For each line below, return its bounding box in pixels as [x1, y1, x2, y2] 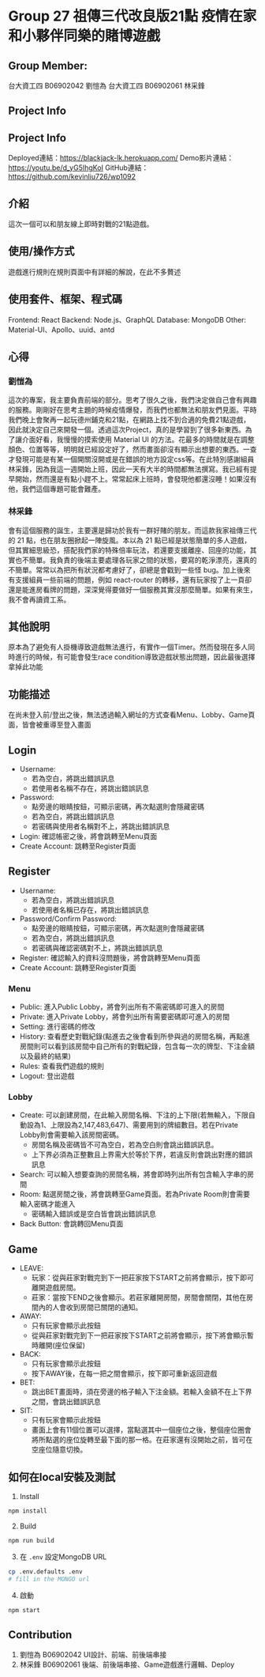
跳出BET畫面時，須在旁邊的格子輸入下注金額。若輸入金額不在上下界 [31, 1387, 252, 1396]
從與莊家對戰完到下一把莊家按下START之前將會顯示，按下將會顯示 [31, 1331, 248, 1340]
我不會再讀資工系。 [8, 595, 71, 604]
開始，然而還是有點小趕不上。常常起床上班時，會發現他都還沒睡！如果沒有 [14, 474, 257, 484]
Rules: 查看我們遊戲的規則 [19, 1061, 104, 1071]
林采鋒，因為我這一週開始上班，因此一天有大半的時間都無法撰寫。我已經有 [8, 464, 250, 474]
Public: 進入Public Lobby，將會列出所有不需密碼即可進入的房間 [19, 1002, 225, 1012]
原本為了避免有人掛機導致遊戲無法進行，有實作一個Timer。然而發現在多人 [8, 642, 248, 652]
